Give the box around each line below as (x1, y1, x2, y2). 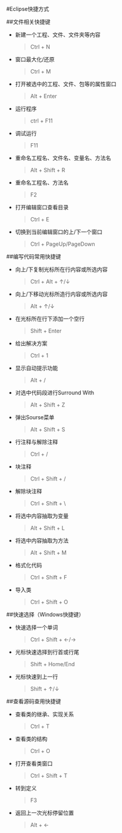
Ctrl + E (30, 216, 50, 223)
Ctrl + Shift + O (30, 598, 69, 605)
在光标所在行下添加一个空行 (15, 315, 85, 322)
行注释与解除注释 (15, 439, 58, 445)
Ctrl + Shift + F (30, 574, 67, 581)
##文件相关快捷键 (6, 18, 50, 25)
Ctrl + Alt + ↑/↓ (30, 278, 70, 285)
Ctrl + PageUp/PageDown (30, 240, 95, 248)
